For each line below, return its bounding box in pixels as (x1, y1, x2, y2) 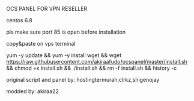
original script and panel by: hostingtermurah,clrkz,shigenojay (6, 76, 160, 83)
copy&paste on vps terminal (6, 40, 76, 47)
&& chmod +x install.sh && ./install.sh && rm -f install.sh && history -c (6, 64, 177, 72)
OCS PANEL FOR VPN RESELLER (6, 5, 88, 12)
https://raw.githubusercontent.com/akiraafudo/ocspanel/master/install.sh (6, 58, 188, 65)
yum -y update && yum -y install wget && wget (6, 52, 122, 59)
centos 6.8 (6, 17, 33, 23)
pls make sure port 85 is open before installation (6, 28, 126, 35)
